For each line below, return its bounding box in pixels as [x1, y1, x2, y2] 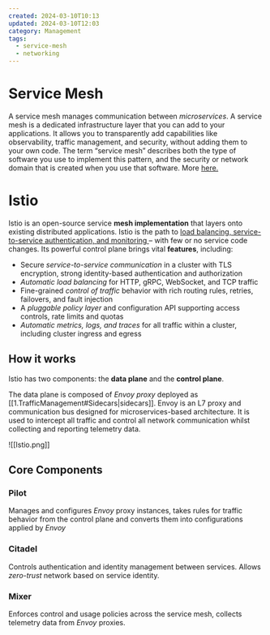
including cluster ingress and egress [19, 328, 142, 338]
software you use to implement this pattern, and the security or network [8, 154, 249, 164]
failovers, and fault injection [19, 294, 114, 304]
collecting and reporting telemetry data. [8, 423, 141, 434]
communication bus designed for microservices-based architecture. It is [8, 406, 250, 416]
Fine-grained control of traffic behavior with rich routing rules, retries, [19, 285, 254, 295]
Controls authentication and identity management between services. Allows [8, 561, 261, 572]
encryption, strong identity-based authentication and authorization [19, 268, 243, 278]
